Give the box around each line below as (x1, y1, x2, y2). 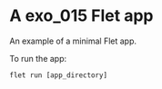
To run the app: (9, 53, 67, 64)
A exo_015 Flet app (9, 5, 154, 26)
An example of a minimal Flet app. (9, 35, 137, 46)
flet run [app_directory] (9, 70, 107, 80)
